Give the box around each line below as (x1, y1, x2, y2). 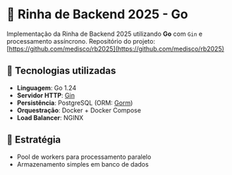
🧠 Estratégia (6, 134, 61, 146)
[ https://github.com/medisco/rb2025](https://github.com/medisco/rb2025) (6, 44, 225, 53)
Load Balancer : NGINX (16, 113, 84, 122)
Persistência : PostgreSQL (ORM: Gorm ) (16, 98, 133, 107)
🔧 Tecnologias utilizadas (6, 65, 116, 77)
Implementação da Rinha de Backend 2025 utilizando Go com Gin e (6, 30, 202, 38)
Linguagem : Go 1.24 (16, 84, 77, 92)
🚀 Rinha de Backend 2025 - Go (6, 6, 188, 22)
